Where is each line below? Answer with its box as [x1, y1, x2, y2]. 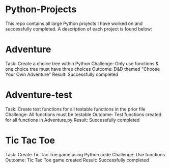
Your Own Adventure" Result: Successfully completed [5, 71, 119, 77]
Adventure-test [5, 89, 72, 101]
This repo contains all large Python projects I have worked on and [5, 20, 143, 26]
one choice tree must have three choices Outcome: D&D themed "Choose [5, 66, 160, 72]
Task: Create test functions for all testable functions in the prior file [5, 106, 146, 112]
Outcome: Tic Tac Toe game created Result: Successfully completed [5, 157, 149, 163]
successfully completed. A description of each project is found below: [5, 25, 152, 32]
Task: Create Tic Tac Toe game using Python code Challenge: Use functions [5, 151, 165, 157]
